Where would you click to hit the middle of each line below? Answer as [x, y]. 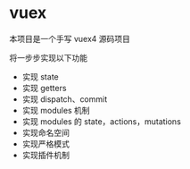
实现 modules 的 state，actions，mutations [101, 121]
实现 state [41, 76]
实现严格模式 [45, 144]
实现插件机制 [45, 155]
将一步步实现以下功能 [48, 57]
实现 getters [44, 88]
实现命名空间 [45, 132]
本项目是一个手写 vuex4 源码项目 [70, 38]
